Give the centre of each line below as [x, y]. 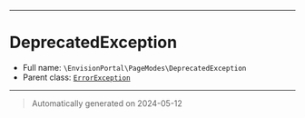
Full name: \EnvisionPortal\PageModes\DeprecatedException [134, 67]
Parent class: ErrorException [76, 77]
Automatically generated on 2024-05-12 [107, 103]
